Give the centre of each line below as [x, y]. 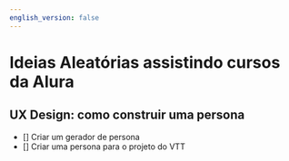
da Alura [42, 81]
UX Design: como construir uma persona [127, 115]
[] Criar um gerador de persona [81, 137]
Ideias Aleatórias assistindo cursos [145, 62]
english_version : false [55, 18]
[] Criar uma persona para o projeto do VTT [104, 147]
